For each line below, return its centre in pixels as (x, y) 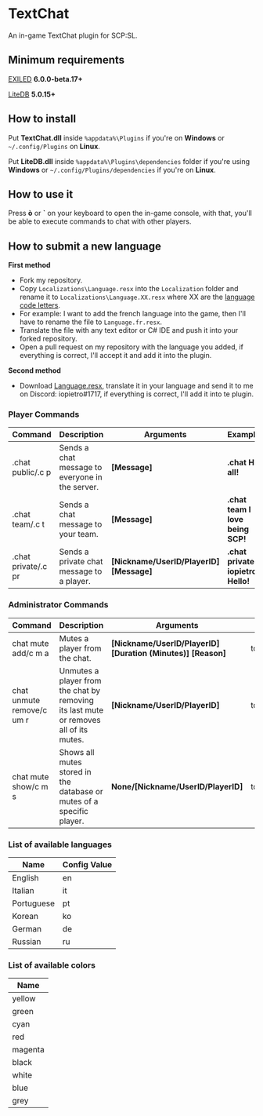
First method (29, 265)
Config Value (87, 865)
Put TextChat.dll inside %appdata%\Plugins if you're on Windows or (116, 137)
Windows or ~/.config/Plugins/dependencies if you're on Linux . (112, 170)
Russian (27, 942)
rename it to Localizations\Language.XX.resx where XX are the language (137, 297)
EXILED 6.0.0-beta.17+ (45, 78)
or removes (80, 720)
